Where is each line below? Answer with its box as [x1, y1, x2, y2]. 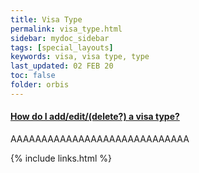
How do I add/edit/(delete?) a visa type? [10, 111, 180, 123]
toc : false [10, 71, 56, 81]
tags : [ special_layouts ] [10, 42, 114, 53]
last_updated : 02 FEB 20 [10, 61, 114, 71]
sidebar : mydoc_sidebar [10, 33, 110, 43]
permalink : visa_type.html [10, 24, 123, 34]
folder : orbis [10, 80, 70, 90]
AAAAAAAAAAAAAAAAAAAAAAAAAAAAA [10, 132, 190, 145]
